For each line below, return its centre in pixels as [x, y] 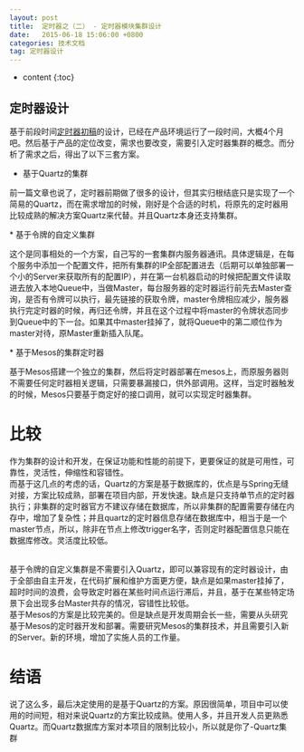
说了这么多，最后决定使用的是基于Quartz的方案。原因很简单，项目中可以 [145, 704]
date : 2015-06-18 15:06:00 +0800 [76, 34]
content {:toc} [48, 77]
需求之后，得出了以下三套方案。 [85, 154]
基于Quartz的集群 [55, 173]
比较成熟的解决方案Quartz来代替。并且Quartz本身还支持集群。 [126, 215]
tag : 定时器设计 [37, 52]
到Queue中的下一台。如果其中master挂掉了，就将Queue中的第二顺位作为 [146, 322]
